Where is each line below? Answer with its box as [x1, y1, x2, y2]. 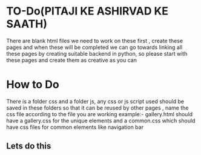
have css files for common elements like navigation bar [6, 123, 144, 131]
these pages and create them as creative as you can [6, 56, 137, 64]
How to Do [6, 77, 59, 91]
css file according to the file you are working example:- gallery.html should [6, 110, 193, 117]
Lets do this [6, 141, 51, 151]
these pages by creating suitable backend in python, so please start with [6, 50, 188, 57]
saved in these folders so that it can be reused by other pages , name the [6, 104, 189, 111]
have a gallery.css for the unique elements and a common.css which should [6, 117, 196, 124]
